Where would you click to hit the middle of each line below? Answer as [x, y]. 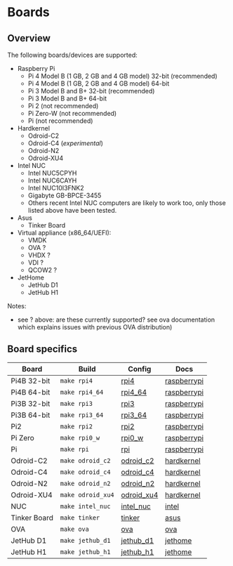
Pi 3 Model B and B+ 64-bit [67, 98]
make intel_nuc [85, 506]
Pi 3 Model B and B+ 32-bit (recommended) [91, 91]
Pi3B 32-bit [31, 403]
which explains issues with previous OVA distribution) [95, 327]
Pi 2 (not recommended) [63, 106]
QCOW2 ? [42, 270]
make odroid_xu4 [87, 495]
